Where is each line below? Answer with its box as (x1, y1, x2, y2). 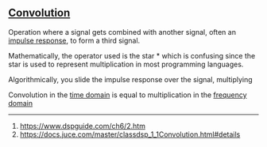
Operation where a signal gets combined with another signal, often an (8, 27, 237, 36)
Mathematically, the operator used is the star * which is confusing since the (8, 51, 256, 60)
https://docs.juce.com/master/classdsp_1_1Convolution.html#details (19, 130, 241, 139)
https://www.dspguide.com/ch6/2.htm (19, 121, 145, 130)
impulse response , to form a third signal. (8, 36, 141, 45)
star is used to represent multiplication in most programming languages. (8, 59, 244, 69)
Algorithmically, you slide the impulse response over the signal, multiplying (8, 74, 253, 84)
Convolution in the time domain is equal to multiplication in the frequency (8, 90, 248, 100)
